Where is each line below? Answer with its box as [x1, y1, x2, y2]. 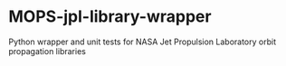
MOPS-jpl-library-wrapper [8, 6, 212, 27]
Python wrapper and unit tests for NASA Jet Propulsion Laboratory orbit [8, 36, 277, 47]
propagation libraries [8, 45, 87, 56]
